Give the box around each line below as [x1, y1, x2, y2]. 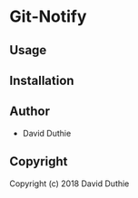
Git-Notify [9, 6, 87, 27]
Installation [9, 72, 74, 88]
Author [9, 104, 50, 119]
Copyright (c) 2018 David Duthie [9, 178, 130, 189]
